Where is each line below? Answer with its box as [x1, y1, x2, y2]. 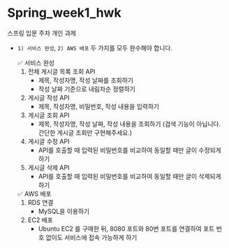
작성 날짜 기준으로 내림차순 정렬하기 [38, 85, 136, 93]
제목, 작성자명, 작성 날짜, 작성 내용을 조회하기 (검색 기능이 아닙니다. [38, 119, 221, 128]
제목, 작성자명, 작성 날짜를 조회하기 [38, 75, 134, 85]
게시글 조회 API [27, 110, 70, 119]
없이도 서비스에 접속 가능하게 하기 [45, 233, 138, 242]
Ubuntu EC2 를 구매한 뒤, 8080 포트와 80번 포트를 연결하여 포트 [38, 224, 215, 233]
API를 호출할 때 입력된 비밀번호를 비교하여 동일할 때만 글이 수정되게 [38, 145, 221, 154]
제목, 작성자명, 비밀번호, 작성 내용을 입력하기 [38, 102, 159, 110]
